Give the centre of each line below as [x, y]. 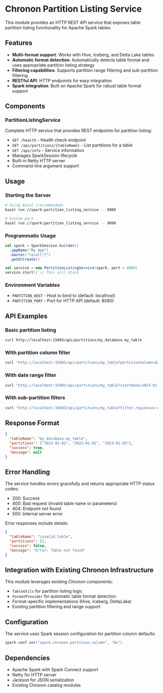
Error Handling [27, 472]
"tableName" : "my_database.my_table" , [49, 439]
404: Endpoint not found [37, 509]
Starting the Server [28, 195]
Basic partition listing [31, 330]
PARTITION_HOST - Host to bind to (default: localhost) [64, 296]
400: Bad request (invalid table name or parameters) [65, 504]
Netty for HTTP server [34, 674]
